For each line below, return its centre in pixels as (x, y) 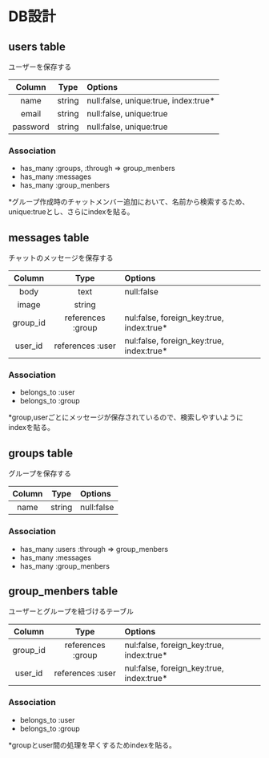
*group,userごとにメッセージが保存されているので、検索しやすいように (126, 417)
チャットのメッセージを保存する (61, 258)
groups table (41, 453)
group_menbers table (63, 591)
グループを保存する (40, 473)
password (31, 127)
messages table (49, 237)
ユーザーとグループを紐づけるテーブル (71, 611)
